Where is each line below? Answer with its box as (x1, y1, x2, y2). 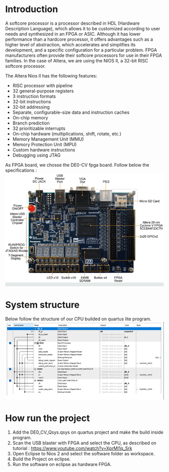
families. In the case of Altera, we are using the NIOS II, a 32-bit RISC (5, 57, 148, 63)
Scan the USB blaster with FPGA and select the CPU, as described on (12, 440, 157, 446)
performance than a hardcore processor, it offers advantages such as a (5, 36, 153, 42)
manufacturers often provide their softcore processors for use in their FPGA (5, 52, 162, 58)
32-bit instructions (12, 98, 51, 104)
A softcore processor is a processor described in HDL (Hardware (5, 20, 140, 26)
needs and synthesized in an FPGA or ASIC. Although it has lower (5, 31, 141, 37)
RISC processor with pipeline (12, 82, 73, 89)
